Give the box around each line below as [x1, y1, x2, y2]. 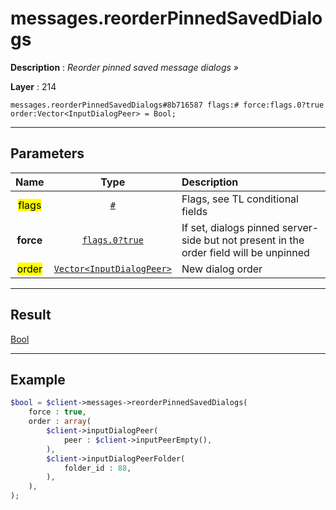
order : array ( [28, 417, 92, 427]
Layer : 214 [10, 80, 57, 92]
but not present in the [203, 233, 305, 247]
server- [281, 220, 320, 234]
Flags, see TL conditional [181, 192, 299, 206]
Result [10, 307, 52, 324]
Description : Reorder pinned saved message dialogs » [10, 61, 239, 73]
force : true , [28, 407, 87, 417]
